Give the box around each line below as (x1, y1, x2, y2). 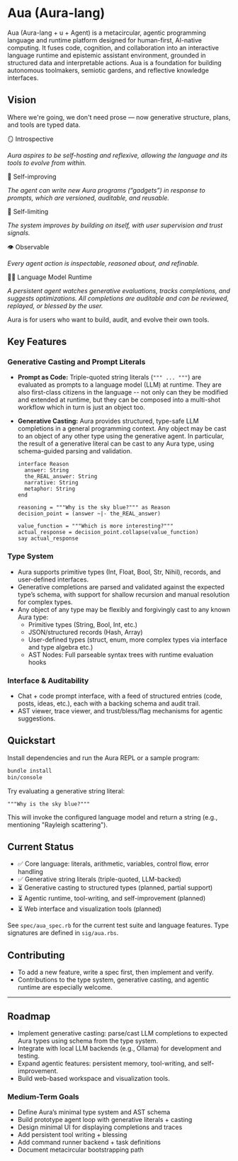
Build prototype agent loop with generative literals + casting (17, 1116, 193, 1124)
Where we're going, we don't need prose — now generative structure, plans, (7, 113, 231, 121)
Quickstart (7, 735, 56, 747)
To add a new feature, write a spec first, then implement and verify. (17, 968, 214, 977)
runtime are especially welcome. (17, 983, 113, 992)
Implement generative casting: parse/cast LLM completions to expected (17, 1029, 228, 1038)
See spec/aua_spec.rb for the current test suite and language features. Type (7, 921, 229, 929)
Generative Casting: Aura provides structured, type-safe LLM (17, 417, 200, 426)
